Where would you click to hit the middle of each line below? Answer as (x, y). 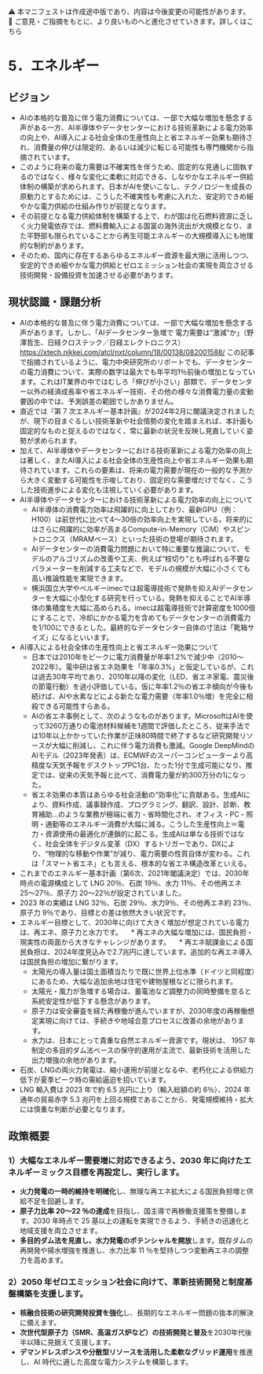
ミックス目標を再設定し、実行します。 (112, 1173)
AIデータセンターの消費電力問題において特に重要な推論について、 (137, 548)
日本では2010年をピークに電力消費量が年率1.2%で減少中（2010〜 (137, 657)
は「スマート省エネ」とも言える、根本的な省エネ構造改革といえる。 (141, 863)
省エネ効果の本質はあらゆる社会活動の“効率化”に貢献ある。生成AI (137, 794)
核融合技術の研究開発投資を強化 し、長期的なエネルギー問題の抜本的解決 (136, 1313)
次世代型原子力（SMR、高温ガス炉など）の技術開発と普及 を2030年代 (132, 1332)
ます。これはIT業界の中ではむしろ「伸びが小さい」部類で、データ (125, 381)
